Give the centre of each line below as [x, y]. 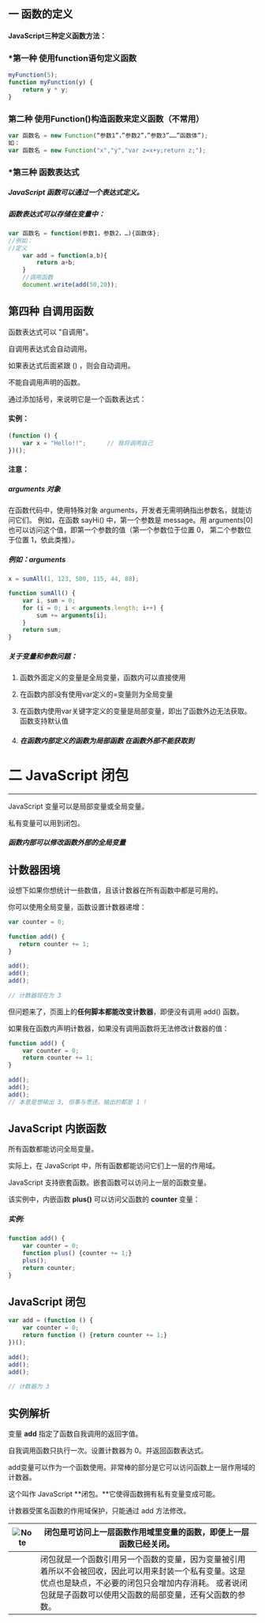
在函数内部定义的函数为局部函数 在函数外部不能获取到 [107, 740]
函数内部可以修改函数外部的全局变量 [67, 843]
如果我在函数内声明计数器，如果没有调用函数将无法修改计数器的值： [119, 1028]
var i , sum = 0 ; [49, 600]
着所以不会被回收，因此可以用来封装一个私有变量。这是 [143, 1571]
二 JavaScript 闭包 [69, 775]
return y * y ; [45, 90]
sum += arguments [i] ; [72, 615]
